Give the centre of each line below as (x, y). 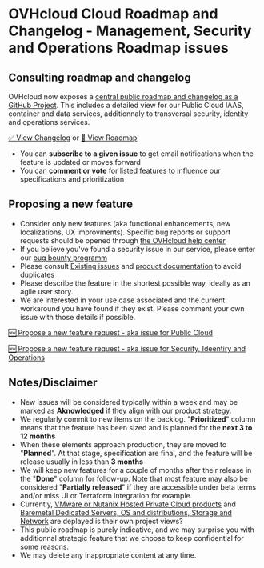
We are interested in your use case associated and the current (122, 300)
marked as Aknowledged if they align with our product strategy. (126, 410)
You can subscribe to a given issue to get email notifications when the (136, 154)
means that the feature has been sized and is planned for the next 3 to (136, 427)
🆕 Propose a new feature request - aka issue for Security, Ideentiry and (127, 348)
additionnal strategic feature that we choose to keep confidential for (132, 538)
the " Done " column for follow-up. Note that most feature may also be (134, 478)
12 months (38, 436)
